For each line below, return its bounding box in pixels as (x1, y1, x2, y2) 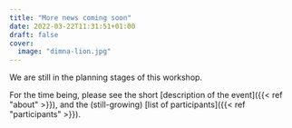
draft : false (9, 30, 59, 39)
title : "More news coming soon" (9, 13, 131, 23)
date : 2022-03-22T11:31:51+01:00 (9, 22, 136, 31)
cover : (9, 38, 34, 48)
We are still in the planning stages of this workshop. (9, 72, 202, 83)
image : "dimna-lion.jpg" (17, 47, 112, 56)
